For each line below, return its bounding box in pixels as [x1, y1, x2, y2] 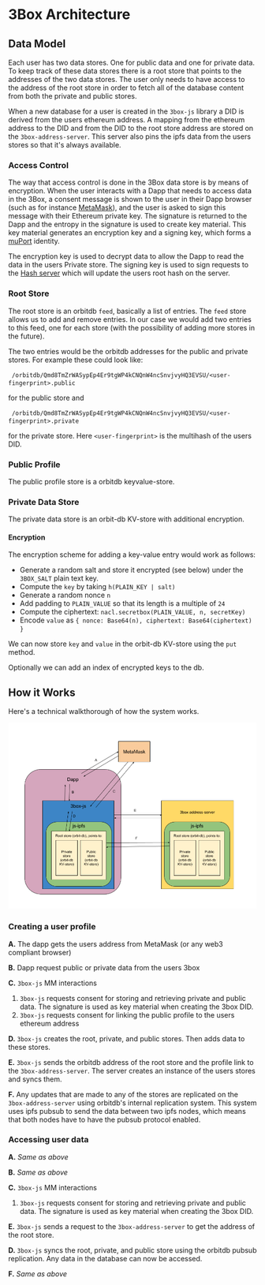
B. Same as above [8, 1167, 69, 1177]
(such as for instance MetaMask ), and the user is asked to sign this [8, 203, 226, 212]
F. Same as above [8, 1268, 68, 1279]
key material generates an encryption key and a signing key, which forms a [8, 228, 252, 237]
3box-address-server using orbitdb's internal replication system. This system [8, 1098, 257, 1108]
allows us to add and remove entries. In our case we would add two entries [8, 314, 252, 324]
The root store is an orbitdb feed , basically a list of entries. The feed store [8, 306, 247, 316]
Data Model [8, 37, 66, 50]
